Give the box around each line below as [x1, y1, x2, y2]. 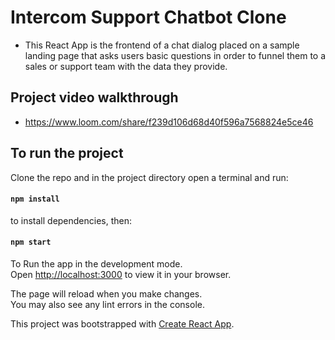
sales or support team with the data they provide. [24, 60, 228, 72]
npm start [10, 237, 52, 248]
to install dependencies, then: [10, 214, 133, 226]
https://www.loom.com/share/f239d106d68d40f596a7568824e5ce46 [24, 116, 314, 128]
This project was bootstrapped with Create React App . [10, 317, 235, 330]
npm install [10, 194, 60, 205]
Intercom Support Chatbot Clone [10, 6, 287, 29]
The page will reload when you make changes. [10, 287, 203, 300]
